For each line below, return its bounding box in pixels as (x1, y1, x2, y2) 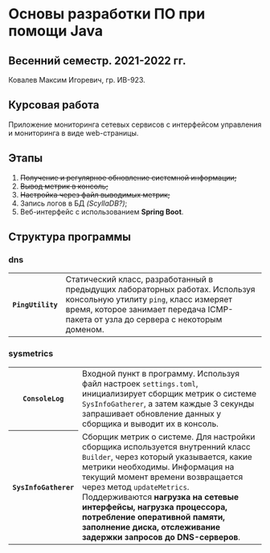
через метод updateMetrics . (81, 481, 190, 492)
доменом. (65, 324, 104, 335)
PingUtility (12, 300, 59, 310)
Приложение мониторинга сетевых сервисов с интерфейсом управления (8, 120, 262, 129)
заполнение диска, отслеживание (81, 521, 221, 532)
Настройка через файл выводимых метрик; (19, 189, 170, 199)
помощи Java (8, 22, 104, 40)
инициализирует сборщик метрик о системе (81, 388, 257, 399)
